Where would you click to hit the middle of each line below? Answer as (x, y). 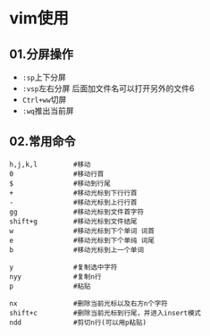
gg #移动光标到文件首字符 (77, 212)
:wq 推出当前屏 (48, 111)
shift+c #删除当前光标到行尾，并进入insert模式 (105, 313)
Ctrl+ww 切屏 (44, 100)
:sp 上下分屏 (44, 77)
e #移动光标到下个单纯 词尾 (82, 240)
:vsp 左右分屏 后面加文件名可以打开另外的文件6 (108, 88)
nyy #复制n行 (55, 277)
